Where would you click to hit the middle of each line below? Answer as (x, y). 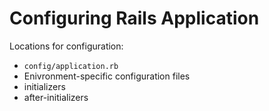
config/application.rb (71, 66)
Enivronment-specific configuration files (107, 76)
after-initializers (56, 97)
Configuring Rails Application (134, 18)
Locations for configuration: (66, 46)
